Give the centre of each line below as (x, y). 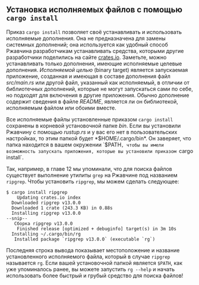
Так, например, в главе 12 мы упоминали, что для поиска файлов (89, 168)
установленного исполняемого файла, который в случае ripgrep (88, 256)
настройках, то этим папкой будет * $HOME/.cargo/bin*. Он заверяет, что (99, 138)
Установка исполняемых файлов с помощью (94, 10)
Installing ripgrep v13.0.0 (46, 213)
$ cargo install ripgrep (37, 192)
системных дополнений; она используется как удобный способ (87, 45)
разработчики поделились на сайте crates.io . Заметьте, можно (86, 57)
